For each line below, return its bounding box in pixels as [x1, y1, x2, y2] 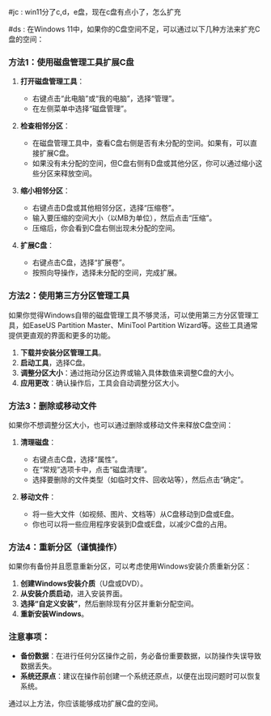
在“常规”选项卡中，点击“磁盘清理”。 [32, 464, 152, 474]
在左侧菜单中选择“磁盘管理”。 [32, 104, 131, 113]
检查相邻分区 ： [19, 121, 70, 131]
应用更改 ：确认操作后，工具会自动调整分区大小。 [19, 377, 184, 387]
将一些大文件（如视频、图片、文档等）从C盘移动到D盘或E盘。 [32, 509, 239, 518]
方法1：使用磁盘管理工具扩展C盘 [8, 56, 135, 67]
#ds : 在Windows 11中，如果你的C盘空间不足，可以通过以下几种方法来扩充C [8, 24, 260, 34]
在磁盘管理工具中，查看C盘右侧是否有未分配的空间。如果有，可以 [32, 139, 251, 148]
